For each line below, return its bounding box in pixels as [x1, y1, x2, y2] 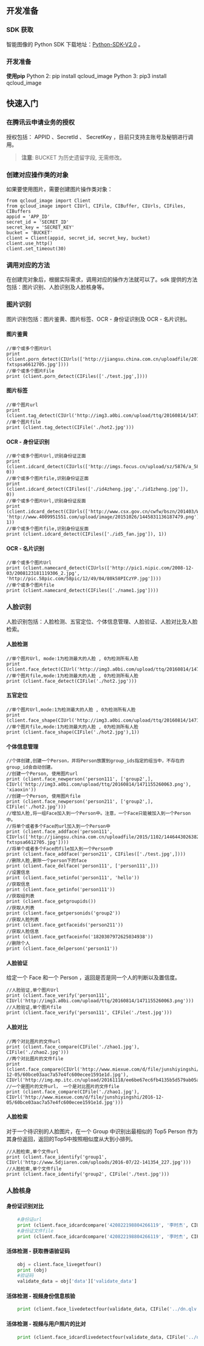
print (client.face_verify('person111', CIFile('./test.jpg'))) [6, 1009, 172, 1016]
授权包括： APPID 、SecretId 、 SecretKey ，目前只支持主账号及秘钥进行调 [6, 133, 193, 140]
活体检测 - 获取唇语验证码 [6, 1247, 70, 1255]
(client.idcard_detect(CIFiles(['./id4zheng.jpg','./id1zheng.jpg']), [6, 486, 189, 493]
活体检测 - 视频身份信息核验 [6, 1292, 76, 1300]
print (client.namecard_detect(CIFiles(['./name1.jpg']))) [6, 588, 159, 594]
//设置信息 [6, 869, 30, 876]
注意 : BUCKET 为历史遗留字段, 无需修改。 [21, 154, 126, 161]
